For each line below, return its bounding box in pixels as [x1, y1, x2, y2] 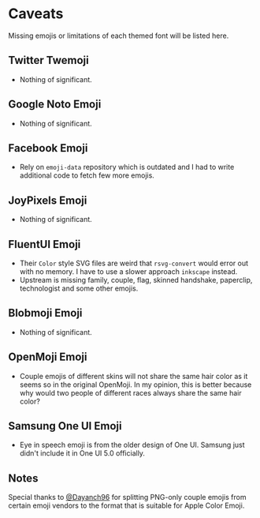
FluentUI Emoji [8, 238, 81, 251]
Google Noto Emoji [8, 98, 102, 111]
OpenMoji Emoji [8, 351, 87, 364]
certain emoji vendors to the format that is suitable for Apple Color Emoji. [8, 501, 245, 510]
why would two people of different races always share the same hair [19, 388, 242, 397]
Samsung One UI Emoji [8, 419, 122, 433]
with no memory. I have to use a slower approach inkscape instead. [19, 267, 238, 276]
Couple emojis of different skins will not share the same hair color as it [19, 371, 248, 381]
